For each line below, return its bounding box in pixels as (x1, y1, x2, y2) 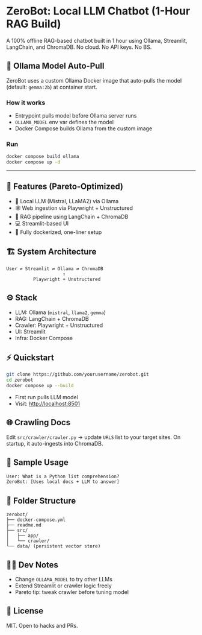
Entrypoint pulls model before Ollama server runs (14, 112, 137, 119)
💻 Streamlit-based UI (14, 220, 69, 227)
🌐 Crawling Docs (6, 417, 71, 428)
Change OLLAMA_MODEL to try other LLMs (14, 575, 113, 583)
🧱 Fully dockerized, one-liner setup (14, 228, 102, 236)
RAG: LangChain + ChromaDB (14, 315, 89, 322)
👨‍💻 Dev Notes (6, 560, 59, 570)
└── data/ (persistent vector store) (6, 543, 101, 549)
